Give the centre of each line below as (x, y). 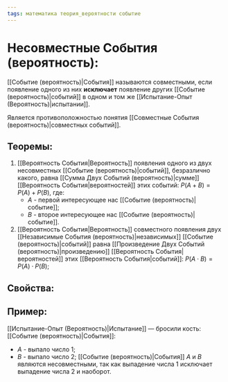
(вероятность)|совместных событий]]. (64, 125)
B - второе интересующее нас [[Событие (89, 215)
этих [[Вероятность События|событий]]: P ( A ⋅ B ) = (139, 259)
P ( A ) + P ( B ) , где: (41, 193)
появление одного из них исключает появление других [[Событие (106, 89)
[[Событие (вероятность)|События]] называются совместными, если (110, 82)
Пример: (27, 312)
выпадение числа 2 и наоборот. (64, 371)
